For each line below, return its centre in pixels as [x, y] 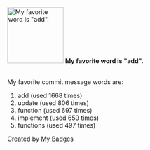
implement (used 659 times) [58, 118]
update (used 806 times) [53, 103]
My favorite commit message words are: [66, 82]
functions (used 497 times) [56, 125]
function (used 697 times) [55, 110]
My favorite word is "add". [104, 61]
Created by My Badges [40, 139]
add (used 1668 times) [50, 95]
